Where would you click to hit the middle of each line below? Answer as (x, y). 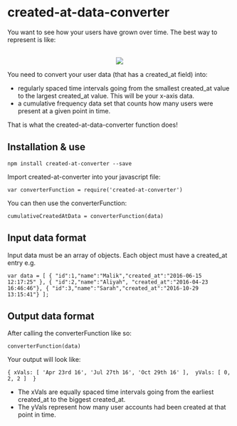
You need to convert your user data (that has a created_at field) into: (107, 74)
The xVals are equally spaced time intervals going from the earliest (116, 392)
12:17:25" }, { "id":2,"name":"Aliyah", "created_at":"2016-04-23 (108, 282)
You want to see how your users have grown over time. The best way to (112, 32)
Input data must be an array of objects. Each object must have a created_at (117, 255)
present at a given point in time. (64, 110)
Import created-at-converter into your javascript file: (84, 177)
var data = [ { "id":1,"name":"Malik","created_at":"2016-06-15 (105, 276)
